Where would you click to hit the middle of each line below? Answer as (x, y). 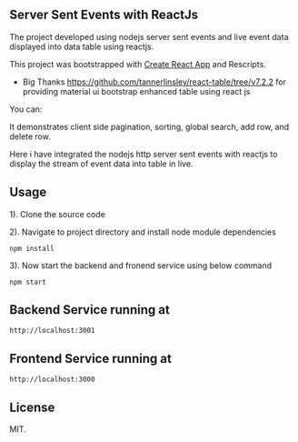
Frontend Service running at (91, 358)
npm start (28, 282)
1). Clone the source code (58, 214)
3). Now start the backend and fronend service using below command (141, 265)
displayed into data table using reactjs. (82, 46)
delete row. (30, 136)
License (32, 407)
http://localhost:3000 (52, 380)
